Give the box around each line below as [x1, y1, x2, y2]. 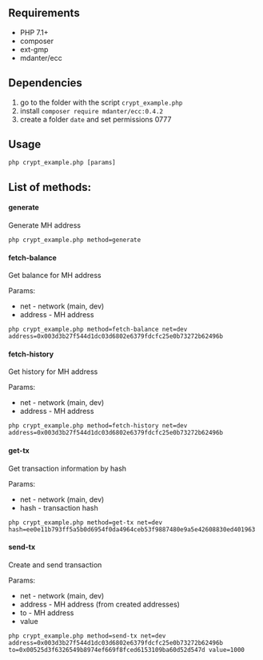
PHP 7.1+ [19, 27, 49, 37]
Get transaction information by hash [8, 463, 126, 473]
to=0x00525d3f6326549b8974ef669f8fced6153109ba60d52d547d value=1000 [8, 646, 245, 654]
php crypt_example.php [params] [8, 159, 116, 167]
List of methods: [8, 180, 92, 194]
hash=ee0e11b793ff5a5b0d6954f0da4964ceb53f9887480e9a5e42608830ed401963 [8, 525, 256, 534]
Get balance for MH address [8, 271, 102, 280]
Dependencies [8, 76, 82, 90]
